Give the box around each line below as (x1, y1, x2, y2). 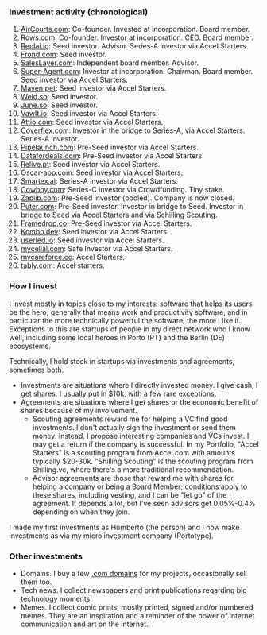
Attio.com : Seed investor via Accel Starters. (20, 118, 164, 127)
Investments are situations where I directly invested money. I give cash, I (20, 380, 258, 389)
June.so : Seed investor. (20, 100, 98, 110)
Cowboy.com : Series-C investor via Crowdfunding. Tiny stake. (20, 185, 225, 195)
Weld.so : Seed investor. (20, 92, 99, 102)
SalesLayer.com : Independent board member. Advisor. (20, 58, 199, 68)
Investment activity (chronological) (9, 6, 149, 17)
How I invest (9, 281, 58, 292)
